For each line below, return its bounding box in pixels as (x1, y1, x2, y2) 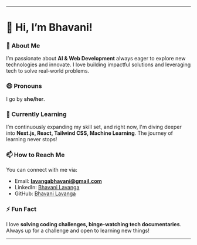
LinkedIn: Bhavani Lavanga (14, 184, 80, 191)
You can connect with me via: (6, 166, 78, 173)
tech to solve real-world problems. (6, 67, 90, 74)
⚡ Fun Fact (6, 205, 37, 213)
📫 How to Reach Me (6, 151, 65, 159)
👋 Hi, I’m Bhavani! (6, 21, 93, 34)
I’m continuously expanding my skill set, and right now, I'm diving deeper (6, 124, 182, 131)
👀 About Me (6, 42, 40, 50)
